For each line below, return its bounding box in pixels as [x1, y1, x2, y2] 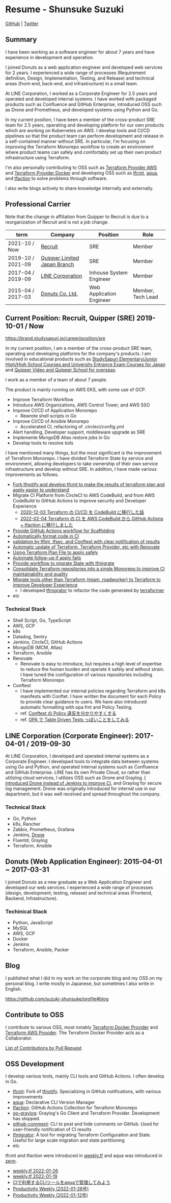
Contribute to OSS [5, 1010, 64, 1019]
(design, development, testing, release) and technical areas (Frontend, [5, 889, 153, 896]
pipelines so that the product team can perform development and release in [5, 133, 164, 139]
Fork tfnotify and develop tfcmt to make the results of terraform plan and [12, 482, 165, 488]
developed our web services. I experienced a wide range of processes [5, 884, 154, 891]
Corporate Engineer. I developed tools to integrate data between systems [5, 758, 159, 764]
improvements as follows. [5, 471, 59, 478]
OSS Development [5, 1060, 65, 1068]
